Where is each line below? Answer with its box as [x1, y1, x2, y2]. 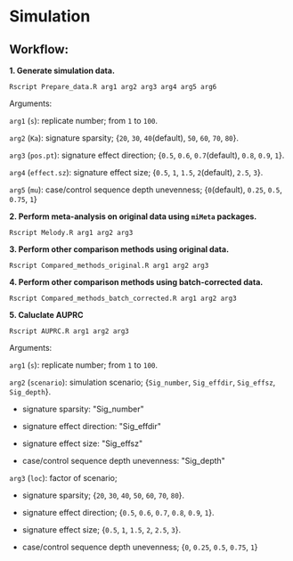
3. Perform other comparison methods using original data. [9, 244, 230, 255]
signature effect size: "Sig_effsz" [21, 438, 143, 449]
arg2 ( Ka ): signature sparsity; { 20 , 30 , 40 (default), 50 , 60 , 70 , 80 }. [9, 133, 239, 143]
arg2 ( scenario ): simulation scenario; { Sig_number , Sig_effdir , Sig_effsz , [9, 377, 276, 387]
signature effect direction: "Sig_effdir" [21, 421, 162, 431]
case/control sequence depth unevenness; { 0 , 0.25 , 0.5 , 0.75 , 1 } [21, 541, 258, 552]
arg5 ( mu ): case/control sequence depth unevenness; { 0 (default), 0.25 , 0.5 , [9, 184, 282, 195]
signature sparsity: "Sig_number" [21, 403, 144, 414]
